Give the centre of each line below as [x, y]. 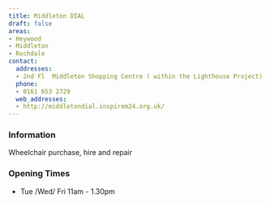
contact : [23, 62]
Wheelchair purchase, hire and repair [70, 153]
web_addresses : [41, 99]
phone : [27, 84]
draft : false [30, 24]
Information [32, 135]
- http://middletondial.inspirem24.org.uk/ [90, 106]
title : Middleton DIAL [47, 16]
